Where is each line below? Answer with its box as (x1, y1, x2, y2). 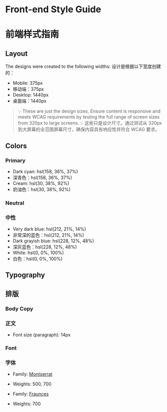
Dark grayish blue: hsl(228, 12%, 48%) (12, 238, 94, 244)
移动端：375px (12, 86, 44, 93)
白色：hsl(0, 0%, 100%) (12, 256, 63, 262)
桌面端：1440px (12, 98, 47, 104)
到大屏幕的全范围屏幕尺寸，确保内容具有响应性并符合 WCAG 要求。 (17, 126, 160, 132)
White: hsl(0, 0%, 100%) (12, 249, 64, 256)
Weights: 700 (12, 401, 41, 407)
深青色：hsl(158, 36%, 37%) (12, 174, 73, 180)
